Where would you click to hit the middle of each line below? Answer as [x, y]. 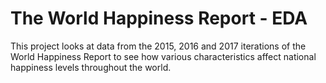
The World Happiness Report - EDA [159, 18]
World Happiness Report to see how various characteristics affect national [163, 56]
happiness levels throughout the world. [91, 67]
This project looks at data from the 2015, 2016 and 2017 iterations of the [158, 46]
